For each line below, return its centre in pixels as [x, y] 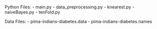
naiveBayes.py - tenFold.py [32, 12]
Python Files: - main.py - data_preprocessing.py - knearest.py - [70, 7]
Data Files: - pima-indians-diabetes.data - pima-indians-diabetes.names [78, 22]
